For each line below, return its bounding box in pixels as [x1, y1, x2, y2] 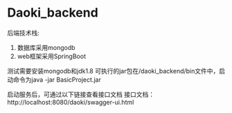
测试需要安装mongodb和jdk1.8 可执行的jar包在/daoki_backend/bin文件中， [7, 67, 220, 75]
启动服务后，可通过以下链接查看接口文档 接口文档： [7, 90, 154, 98]
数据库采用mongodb [17, 43, 75, 51]
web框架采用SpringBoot [17, 52, 87, 60]
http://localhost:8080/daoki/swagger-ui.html [7, 98, 134, 106]
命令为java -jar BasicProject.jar [12, 75, 102, 84]
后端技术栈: [7, 28, 40, 37]
